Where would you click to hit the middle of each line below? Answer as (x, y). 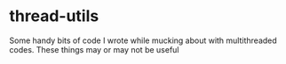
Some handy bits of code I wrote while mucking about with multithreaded (143, 40)
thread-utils (54, 16)
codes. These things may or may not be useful (94, 49)
